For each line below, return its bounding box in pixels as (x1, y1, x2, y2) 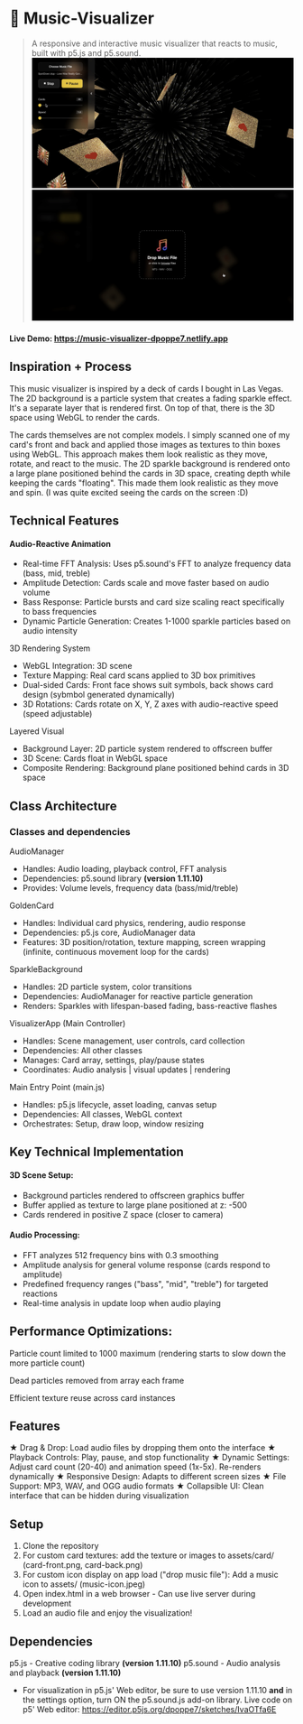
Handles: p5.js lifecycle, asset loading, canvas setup (22, 1098, 217, 1109)
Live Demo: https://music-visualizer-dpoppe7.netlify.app (9, 333, 228, 344)
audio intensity (22, 626, 78, 636)
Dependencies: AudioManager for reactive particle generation (22, 990, 253, 1001)
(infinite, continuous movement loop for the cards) (22, 946, 210, 957)
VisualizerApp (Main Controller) (9, 1017, 126, 1028)
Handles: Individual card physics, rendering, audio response (22, 917, 246, 928)
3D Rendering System (9, 643, 91, 653)
